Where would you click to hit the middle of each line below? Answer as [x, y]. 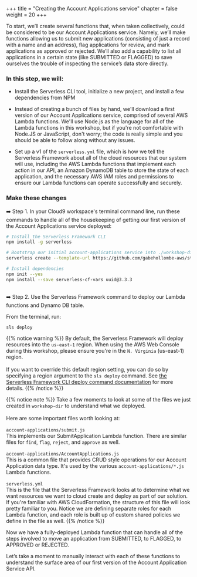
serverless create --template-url [48, 258]
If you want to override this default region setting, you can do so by [87, 370]
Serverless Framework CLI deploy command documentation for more [90, 382]
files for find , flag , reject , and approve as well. [63, 442]
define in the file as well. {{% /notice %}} [55, 521]
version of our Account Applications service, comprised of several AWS [101, 115]
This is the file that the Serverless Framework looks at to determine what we [98, 490]
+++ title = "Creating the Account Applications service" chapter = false [92, 9]
